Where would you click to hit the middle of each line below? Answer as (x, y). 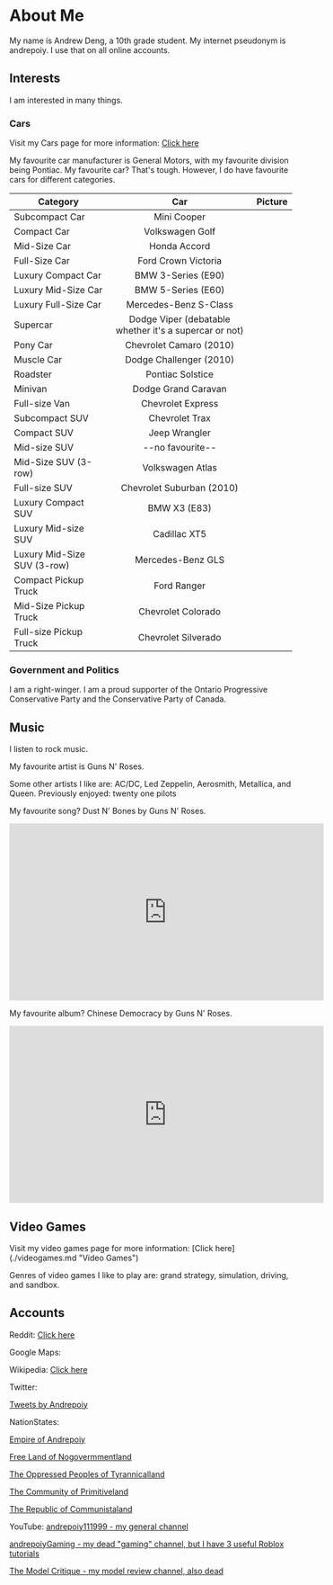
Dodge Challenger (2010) (180, 360)
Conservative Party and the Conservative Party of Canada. (118, 699)
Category (58, 201)
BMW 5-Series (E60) (180, 291)
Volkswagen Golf (180, 232)
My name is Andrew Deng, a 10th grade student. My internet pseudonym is (148, 40)
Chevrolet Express (180, 404)
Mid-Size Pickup (49, 606)
